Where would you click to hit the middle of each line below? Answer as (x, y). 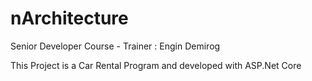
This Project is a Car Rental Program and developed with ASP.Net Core (156, 65)
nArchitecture (69, 18)
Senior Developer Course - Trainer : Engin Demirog (115, 46)
